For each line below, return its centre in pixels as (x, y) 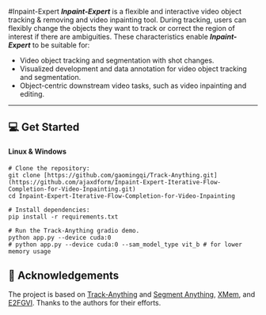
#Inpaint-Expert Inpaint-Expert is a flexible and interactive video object (125, 11)
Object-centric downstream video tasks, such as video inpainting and (133, 85)
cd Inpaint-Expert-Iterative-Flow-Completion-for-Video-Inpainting (122, 196)
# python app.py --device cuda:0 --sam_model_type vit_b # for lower (125, 245)
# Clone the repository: (49, 168)
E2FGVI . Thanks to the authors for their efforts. (85, 303)
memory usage (30, 251)
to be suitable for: (61, 45)
